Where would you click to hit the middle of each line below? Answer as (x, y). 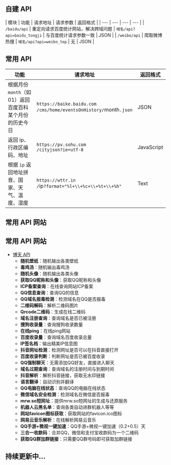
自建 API (19, 9)
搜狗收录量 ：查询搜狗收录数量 (51, 324)
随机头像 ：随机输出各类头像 (49, 273)
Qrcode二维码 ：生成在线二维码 (53, 311)
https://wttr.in (56, 180)
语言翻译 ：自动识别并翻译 (47, 382)
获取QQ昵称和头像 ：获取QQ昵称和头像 (61, 280)
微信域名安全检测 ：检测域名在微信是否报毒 (65, 394)
